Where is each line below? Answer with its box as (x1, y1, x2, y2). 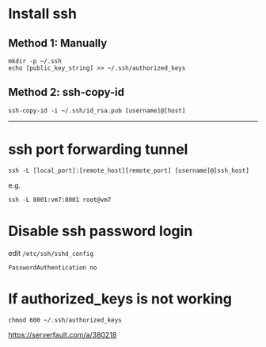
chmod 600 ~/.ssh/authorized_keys (8, 316, 123, 324)
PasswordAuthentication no (8, 263, 97, 272)
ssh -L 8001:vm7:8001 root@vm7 (8, 196, 112, 204)
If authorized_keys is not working (8, 290, 232, 307)
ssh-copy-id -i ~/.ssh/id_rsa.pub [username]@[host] (8, 106, 186, 115)
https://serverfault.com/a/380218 (8, 330, 117, 339)
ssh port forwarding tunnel (8, 140, 188, 158)
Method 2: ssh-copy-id (8, 86, 125, 99)
